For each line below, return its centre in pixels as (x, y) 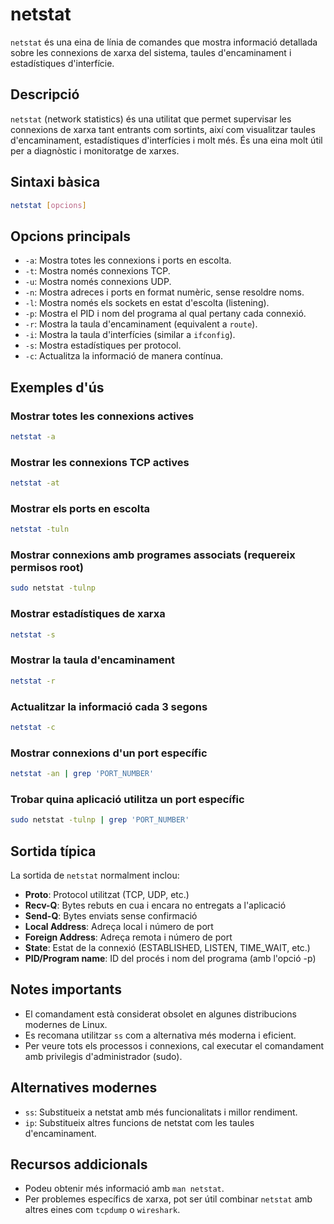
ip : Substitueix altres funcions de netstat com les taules (139, 1122)
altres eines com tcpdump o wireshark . (102, 1210)
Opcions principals (70, 236)
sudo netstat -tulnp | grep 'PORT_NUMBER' (100, 820)
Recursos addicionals (79, 1164)
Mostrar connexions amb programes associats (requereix (153, 555)
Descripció (45, 94)
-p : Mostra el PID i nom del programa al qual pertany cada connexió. (165, 314)
